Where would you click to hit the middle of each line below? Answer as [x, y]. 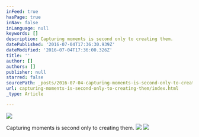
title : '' [18, 56]
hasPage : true [24, 17]
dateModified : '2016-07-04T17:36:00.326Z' [59, 50]
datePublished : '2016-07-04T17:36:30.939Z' [61, 45]
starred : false [25, 77]
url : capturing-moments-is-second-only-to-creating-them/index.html [92, 89]
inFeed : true [22, 12]
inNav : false [22, 22]
